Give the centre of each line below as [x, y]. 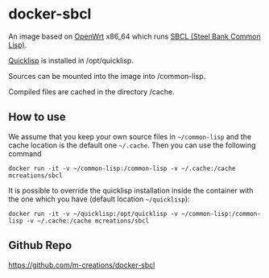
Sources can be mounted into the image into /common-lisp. [107, 76]
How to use [37, 117]
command [25, 153]
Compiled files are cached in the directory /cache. [91, 91]
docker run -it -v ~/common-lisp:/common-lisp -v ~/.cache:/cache [122, 168]
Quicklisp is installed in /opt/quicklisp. [71, 60]
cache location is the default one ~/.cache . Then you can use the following [132, 145]
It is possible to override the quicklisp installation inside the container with [131, 190]
